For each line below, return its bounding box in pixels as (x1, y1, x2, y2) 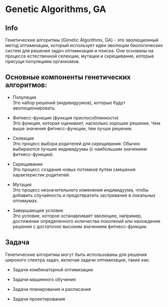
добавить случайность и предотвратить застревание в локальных (12, 192, 156, 198)
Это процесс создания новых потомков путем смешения (12, 166, 136, 172)
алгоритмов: (5, 81, 47, 89)
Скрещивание (12, 161, 43, 167)
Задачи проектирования (12, 296, 65, 302)
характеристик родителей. (12, 171, 70, 177)
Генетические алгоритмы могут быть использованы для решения (5, 251, 147, 258)
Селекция (12, 135, 34, 141)
